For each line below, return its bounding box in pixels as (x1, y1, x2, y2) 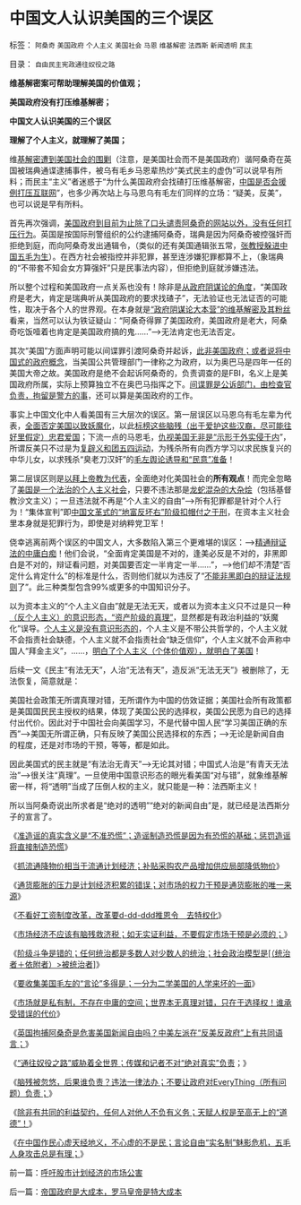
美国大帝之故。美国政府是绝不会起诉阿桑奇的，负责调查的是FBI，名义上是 (9, 367, 280, 378)
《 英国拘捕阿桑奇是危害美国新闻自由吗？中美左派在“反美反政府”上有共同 (9, 1027, 276, 1037)
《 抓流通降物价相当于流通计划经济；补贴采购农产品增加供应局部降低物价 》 (9, 860, 284, 871)
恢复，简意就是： (16, 676, 81, 686)
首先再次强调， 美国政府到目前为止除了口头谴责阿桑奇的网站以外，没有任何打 (9, 217, 292, 228)
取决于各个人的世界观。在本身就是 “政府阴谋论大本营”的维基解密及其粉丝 (24, 304, 291, 314)
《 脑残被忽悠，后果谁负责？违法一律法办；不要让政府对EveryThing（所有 (9, 1076, 279, 1087)
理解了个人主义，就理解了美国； (9, 134, 127, 145)
